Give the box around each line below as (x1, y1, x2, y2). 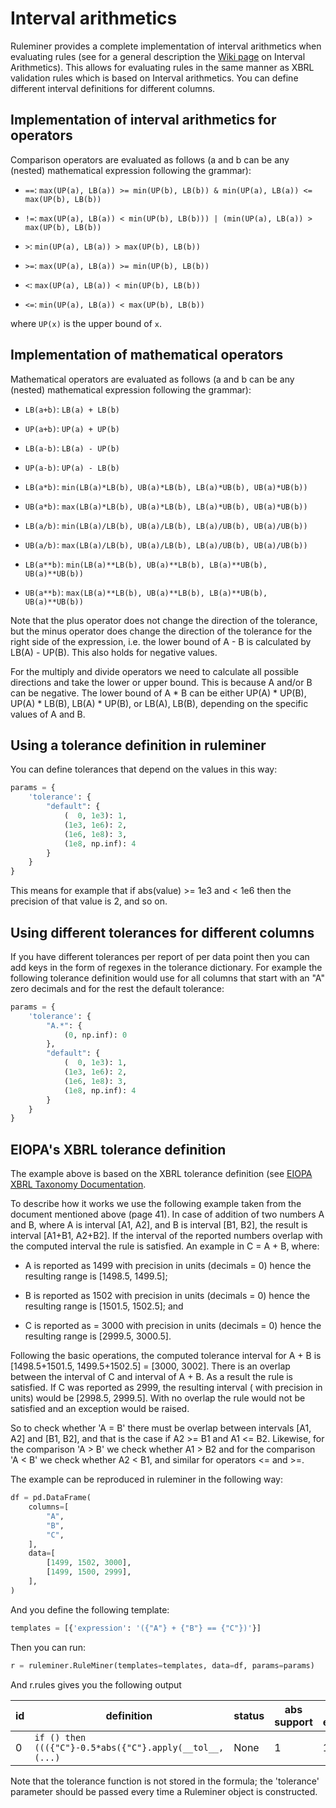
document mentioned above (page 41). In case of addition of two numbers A (10, 1208, 325, 1221)
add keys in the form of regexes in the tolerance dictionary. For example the (10, 961, 323, 973)
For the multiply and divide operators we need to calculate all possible (10, 665, 299, 677)
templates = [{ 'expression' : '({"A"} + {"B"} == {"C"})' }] (10, 1623, 262, 1633)
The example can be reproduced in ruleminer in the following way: (10, 1473, 283, 1486)
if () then (34, 1732, 87, 1743)
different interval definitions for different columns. (10, 82, 216, 94)
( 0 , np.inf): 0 (63, 1030, 128, 1040)
